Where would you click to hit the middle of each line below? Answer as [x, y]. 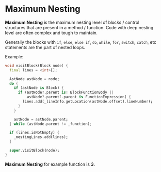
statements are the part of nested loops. [45, 47]
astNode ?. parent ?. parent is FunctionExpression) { [79, 97]
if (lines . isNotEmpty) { [34, 133]
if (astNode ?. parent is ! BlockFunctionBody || [66, 93]
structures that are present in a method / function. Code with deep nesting [79, 27]
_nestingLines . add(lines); [41, 137]
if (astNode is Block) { [39, 88]
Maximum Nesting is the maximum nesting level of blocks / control [72, 22]
